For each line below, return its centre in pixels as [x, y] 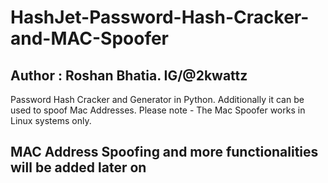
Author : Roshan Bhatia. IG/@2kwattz [129, 75]
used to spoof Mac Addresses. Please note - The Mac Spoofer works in [158, 110]
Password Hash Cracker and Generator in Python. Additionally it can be [157, 99]
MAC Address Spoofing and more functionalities [164, 152]
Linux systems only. [51, 120]
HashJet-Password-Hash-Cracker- [160, 17]
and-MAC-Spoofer [90, 38]
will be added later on [78, 167]
